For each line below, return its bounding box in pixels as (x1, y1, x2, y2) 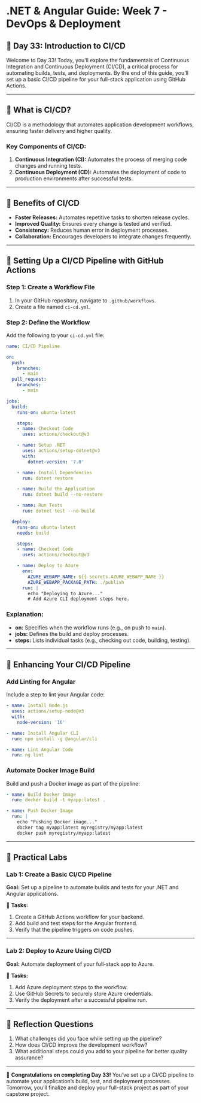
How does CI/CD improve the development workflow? (14, 1041, 148, 1049)
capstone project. (6, 1090, 50, 1098)
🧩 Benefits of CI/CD (6, 198, 80, 208)
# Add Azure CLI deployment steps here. (28, 596, 130, 602)
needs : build (17, 530, 50, 536)
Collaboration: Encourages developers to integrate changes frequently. (14, 232, 192, 240)
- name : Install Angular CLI (6, 730, 79, 736)
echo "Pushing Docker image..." (17, 819, 98, 825)
